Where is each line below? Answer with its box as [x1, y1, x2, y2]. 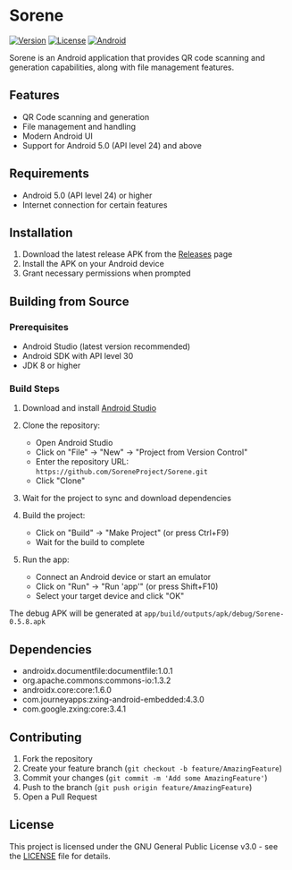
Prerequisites [9, 320, 69, 333]
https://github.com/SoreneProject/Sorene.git [35, 467, 208, 477]
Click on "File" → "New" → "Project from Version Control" [35, 447, 248, 457]
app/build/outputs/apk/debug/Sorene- [144, 610, 285, 618]
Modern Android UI [21, 131, 94, 141]
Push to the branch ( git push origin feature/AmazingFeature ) [21, 781, 253, 792]
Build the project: [21, 510, 86, 521]
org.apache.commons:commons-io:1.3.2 [21, 675, 171, 686]
